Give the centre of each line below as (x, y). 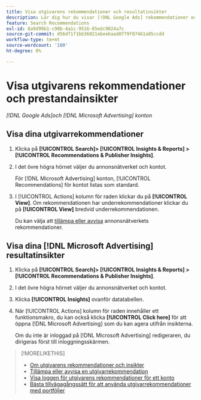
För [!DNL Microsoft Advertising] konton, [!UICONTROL (83, 178)
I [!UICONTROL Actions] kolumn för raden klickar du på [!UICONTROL (101, 196)
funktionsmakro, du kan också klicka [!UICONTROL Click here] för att (100, 317)
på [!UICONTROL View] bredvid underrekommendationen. (87, 209)
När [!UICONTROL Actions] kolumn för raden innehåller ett (87, 311)
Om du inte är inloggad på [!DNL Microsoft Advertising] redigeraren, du (102, 335)
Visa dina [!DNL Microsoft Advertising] (80, 246)
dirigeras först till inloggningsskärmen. (62, 342)
